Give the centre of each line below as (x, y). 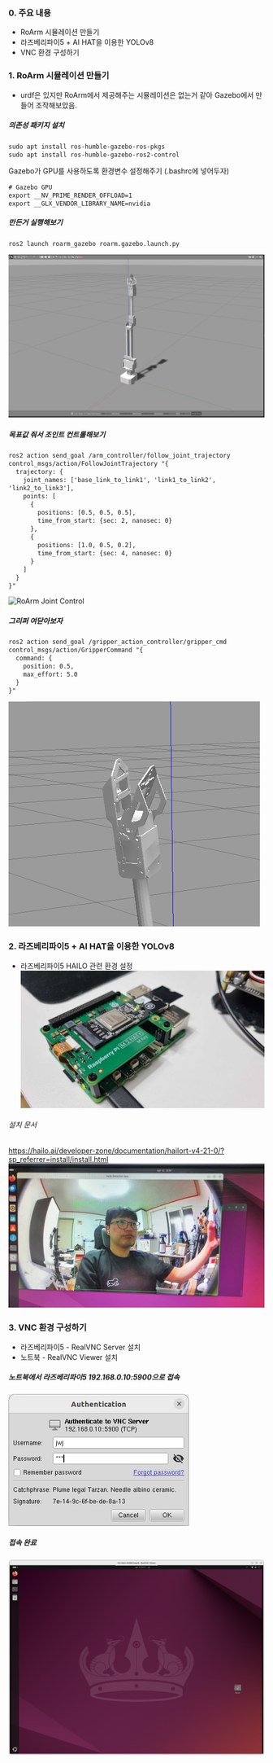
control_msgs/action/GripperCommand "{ (76, 650)
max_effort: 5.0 (51, 675)
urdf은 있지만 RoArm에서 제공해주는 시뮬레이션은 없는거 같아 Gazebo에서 (137, 94)
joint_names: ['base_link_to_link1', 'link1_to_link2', (120, 480)
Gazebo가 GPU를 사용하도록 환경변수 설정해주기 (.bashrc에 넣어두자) (119, 171)
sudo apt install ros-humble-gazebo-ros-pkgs (87, 147)
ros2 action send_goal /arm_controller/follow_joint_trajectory (119, 456)
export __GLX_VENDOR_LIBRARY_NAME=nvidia (80, 204)
